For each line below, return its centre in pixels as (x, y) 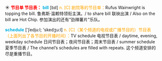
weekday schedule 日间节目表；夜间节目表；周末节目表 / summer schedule (80, 42)
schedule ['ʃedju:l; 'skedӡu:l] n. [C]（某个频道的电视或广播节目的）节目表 (78, 30)
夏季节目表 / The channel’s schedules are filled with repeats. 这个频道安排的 (81, 48)
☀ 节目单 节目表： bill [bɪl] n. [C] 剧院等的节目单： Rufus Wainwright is (75, 7)
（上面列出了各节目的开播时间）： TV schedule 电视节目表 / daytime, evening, (81, 36)
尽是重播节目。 (20, 54)
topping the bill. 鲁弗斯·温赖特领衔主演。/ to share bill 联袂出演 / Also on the (80, 13)
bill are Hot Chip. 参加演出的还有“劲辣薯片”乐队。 (54, 19)
